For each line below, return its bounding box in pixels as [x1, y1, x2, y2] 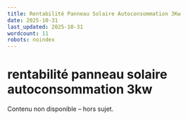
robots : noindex [7, 36, 55, 44]
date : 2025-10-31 [7, 17, 58, 24]
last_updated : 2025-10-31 [7, 23, 83, 30]
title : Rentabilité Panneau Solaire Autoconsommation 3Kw [7, 10, 181, 18]
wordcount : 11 [7, 29, 49, 37]
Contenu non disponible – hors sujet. [7, 105, 114, 113]
